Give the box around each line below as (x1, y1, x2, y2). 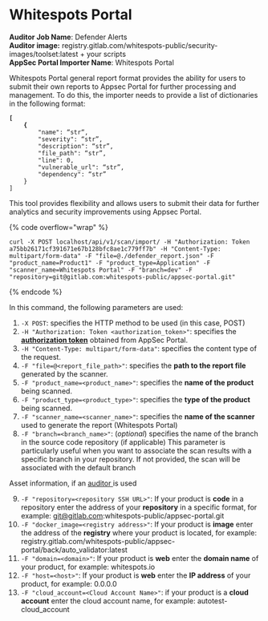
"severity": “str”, (38, 135, 104, 143)
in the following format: (9, 99, 86, 108)
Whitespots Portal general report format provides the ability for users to (9, 73, 246, 83)
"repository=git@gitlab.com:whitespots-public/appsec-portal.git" (9, 272, 236, 281)
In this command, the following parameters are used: (9, 302, 184, 312)
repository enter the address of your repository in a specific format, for (20, 502, 258, 512)
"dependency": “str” (38, 170, 107, 178)
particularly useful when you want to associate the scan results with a (20, 446, 252, 455)
